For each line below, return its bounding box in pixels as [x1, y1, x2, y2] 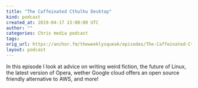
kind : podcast [6, 14, 41, 20]
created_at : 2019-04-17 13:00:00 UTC [6, 19, 99, 25]
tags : [6, 36, 19, 42]
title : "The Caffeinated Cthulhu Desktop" [6, 8, 112, 15]
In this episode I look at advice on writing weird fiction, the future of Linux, [6, 63, 187, 70]
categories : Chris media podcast [6, 31, 88, 36]
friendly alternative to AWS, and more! [6, 75, 99, 82]
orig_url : [6, 42, 31, 48]
